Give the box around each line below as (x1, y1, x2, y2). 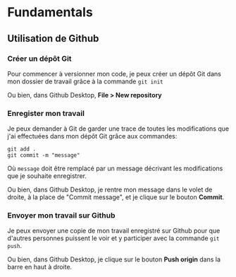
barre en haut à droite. (7, 263, 73, 271)
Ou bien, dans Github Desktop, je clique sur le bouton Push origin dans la (7, 255, 221, 264)
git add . (7, 146, 37, 153)
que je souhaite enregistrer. (7, 172, 87, 180)
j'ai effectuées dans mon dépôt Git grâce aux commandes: (7, 132, 178, 141)
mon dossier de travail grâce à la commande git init (7, 77, 163, 86)
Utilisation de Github (7, 33, 99, 45)
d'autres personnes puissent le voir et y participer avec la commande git (7, 234, 220, 242)
